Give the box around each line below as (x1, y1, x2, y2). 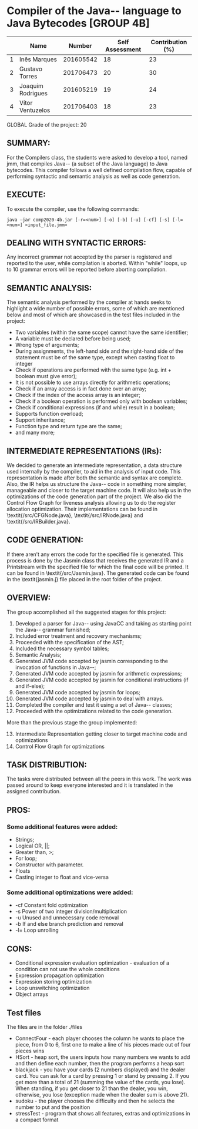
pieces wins (15, 1047, 45, 1055)
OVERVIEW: (6, 593, 51, 603)
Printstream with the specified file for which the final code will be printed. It (6, 563, 189, 570)
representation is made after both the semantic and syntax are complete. (6, 474, 183, 481)
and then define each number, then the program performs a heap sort (15, 1060, 184, 1067)
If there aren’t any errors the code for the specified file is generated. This (6, 551, 184, 558)
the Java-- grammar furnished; (15, 626, 90, 633)
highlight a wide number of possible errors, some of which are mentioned (6, 305, 184, 312)
